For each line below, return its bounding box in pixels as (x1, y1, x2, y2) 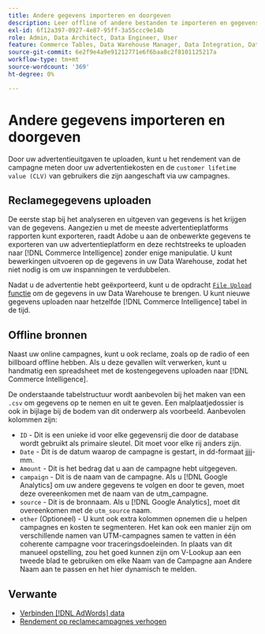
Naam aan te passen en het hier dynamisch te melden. (19, 565, 197, 574)
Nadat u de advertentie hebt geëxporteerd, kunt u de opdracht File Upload (8, 280, 252, 290)
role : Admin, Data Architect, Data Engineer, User (8, 33, 178, 42)
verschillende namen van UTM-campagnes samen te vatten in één (19, 531, 237, 541)
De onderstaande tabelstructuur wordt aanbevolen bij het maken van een (8, 390, 246, 400)
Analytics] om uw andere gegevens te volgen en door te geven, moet (19, 481, 244, 490)
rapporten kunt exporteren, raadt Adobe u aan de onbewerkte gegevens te (8, 231, 251, 241)
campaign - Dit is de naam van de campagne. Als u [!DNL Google (19, 472, 228, 482)
